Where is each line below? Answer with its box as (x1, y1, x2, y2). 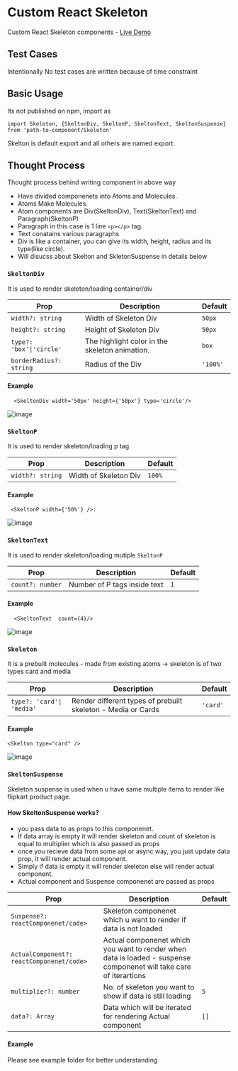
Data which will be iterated (103, 1002, 191, 1012)
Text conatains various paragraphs (17, 230, 120, 238)
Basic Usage (7, 88, 64, 100)
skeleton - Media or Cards (72, 705, 159, 715)
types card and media (7, 667, 72, 676)
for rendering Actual (103, 1011, 170, 1021)
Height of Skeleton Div (84, 324, 159, 334)
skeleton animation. (84, 345, 150, 355)
